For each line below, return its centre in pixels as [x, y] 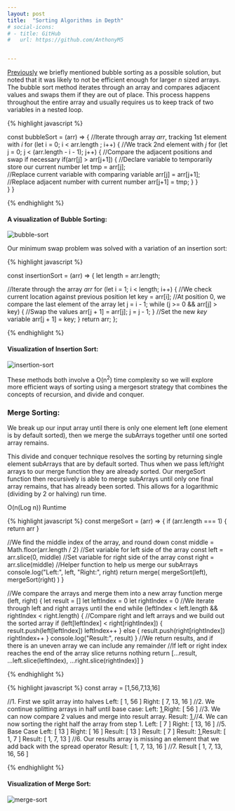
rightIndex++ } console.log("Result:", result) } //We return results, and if [110, 639]
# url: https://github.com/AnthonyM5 [66, 40]
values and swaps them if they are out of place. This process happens [109, 95]
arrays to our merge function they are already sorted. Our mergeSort [106, 472]
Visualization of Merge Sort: [49, 784]
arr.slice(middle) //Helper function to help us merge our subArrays [103, 565]
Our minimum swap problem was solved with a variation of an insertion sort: [117, 249]
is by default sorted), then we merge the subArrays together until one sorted [117, 435]
